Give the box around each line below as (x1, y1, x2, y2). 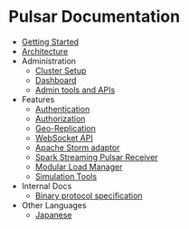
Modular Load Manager (34, 161, 123, 172)
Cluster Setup (34, 65, 87, 76)
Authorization (34, 113, 86, 124)
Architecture (21, 45, 69, 56)
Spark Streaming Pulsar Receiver (34, 151, 159, 162)
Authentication (34, 103, 90, 114)
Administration (21, 55, 77, 66)
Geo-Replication (34, 122, 96, 133)
